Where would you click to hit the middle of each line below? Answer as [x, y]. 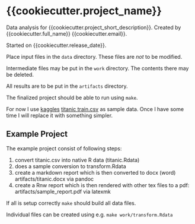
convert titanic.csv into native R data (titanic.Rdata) [77, 160]
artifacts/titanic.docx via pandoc [54, 179]
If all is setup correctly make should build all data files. [71, 203]
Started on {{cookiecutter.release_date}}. [56, 45]
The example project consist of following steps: [64, 148]
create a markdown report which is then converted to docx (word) [95, 172]
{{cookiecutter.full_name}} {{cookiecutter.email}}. [67, 33]
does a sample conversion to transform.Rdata [70, 166]
